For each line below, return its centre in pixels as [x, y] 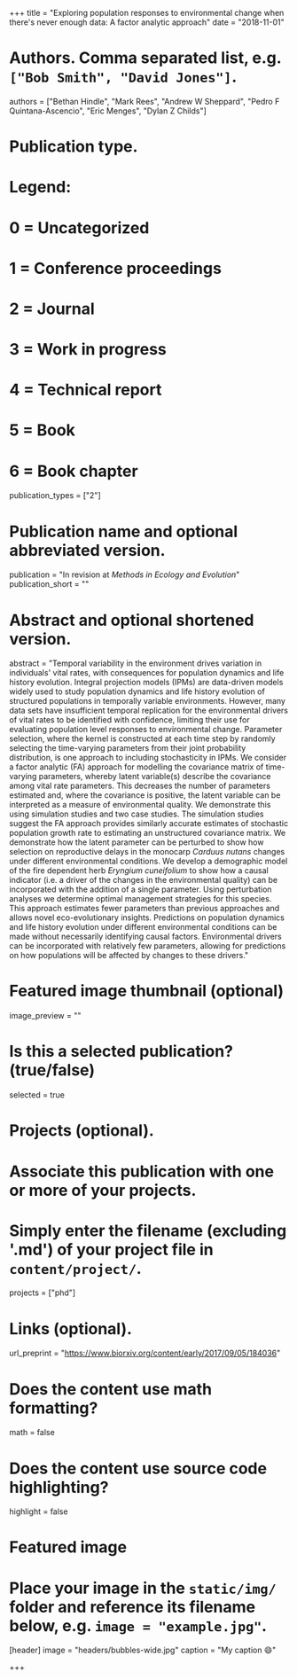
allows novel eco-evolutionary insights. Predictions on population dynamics [147, 918]
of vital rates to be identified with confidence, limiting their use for [129, 720]
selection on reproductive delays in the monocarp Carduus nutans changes [147, 852]
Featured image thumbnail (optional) [147, 991]
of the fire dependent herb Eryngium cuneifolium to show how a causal [139, 871]
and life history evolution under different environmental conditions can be [143, 927]
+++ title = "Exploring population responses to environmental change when [147, 13]
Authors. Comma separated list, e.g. [145, 58]
